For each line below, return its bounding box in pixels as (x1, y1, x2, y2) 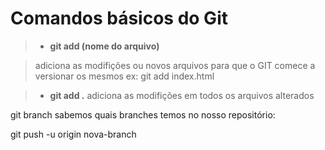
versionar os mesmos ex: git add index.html (34, 70, 215, 82)
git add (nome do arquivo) (49, 40, 160, 52)
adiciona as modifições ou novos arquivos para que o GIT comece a (34, 59, 316, 71)
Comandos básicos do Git (10, 7, 228, 30)
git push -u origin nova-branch (10, 128, 137, 140)
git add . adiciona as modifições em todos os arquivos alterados (49, 89, 315, 101)
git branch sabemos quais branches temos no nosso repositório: (10, 108, 276, 121)
